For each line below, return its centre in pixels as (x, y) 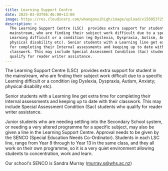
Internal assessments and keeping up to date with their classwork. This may (83, 101)
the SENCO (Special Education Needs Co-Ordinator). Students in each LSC (82, 137)
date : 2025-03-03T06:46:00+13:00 (40, 14)
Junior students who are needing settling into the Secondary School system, (84, 122)
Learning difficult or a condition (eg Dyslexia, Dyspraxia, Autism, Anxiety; (80, 81)
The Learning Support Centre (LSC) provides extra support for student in (81, 70)
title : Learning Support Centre (39, 10)
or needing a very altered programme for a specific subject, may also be (79, 127)
